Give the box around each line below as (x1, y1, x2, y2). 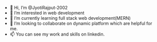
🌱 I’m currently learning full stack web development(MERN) (9, 15, 131, 21)
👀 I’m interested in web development (9, 10, 85, 16)
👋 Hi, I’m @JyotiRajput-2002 (9, 5, 68, 10)
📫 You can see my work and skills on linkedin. (9, 31, 105, 37)
